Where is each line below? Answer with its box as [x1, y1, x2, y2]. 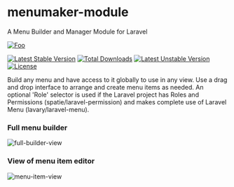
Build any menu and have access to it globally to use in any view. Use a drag [7, 75, 228, 84]
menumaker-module [7, 4, 129, 20]
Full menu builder [7, 123, 68, 132]
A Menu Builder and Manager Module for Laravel [7, 27, 148, 36]
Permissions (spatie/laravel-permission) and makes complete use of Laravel [7, 97, 227, 106]
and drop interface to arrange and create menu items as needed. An [7, 83, 204, 91]
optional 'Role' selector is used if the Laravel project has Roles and [7, 90, 200, 99]
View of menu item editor [7, 156, 95, 166]
